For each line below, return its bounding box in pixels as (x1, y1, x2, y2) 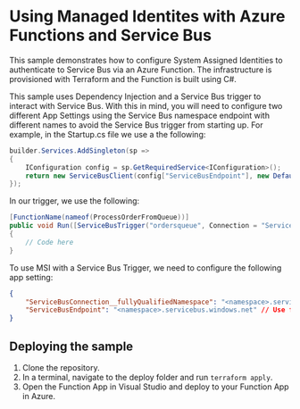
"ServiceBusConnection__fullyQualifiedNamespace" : (25, 297, 218, 306)
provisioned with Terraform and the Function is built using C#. (9, 73, 237, 84)
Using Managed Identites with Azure (9, 6, 286, 27)
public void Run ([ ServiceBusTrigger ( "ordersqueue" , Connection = (9, 221, 257, 230)
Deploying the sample (9, 338, 134, 354)
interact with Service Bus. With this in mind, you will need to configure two (9, 100, 283, 111)
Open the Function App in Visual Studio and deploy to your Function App (21, 381, 289, 392)
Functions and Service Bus (9, 25, 212, 46)
